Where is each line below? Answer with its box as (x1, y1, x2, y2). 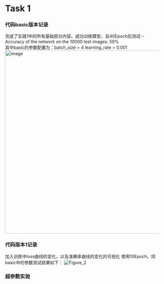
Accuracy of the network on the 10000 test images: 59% (5, 39, 119, 44)
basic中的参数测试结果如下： (5, 260, 63, 265)
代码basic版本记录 (5, 22, 49, 28)
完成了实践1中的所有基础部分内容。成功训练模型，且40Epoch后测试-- (5, 33, 145, 39)
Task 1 (5, 3, 31, 14)
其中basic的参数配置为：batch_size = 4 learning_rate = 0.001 (5, 44, 128, 50)
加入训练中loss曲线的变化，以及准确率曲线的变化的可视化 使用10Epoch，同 (5, 253, 156, 259)
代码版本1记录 (5, 241, 38, 248)
